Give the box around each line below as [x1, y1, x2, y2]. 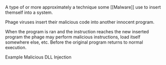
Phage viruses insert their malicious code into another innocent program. [5, 19, 155, 25]
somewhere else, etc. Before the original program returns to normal [5, 39, 143, 45]
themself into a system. [5, 9, 53, 15]
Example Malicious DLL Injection [5, 54, 72, 60]
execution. [5, 45, 27, 50]
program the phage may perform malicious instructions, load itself [5, 34, 141, 40]
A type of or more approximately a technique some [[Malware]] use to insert [5, 4, 161, 10]
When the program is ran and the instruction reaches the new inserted [5, 29, 149, 34]
